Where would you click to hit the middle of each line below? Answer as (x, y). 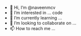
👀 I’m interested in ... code (36, 13)
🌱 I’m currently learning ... (36, 18)
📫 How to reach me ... (32, 28)
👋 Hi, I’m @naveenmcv (32, 8)
